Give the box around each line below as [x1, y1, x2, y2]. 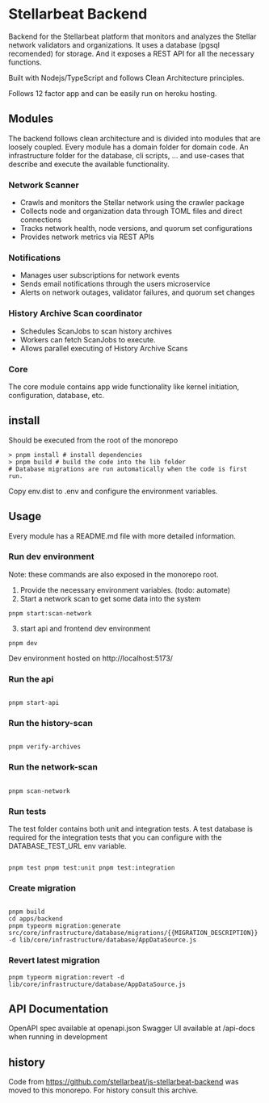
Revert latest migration [8, 954, 100, 966]
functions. [8, 57, 42, 67]
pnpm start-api [8, 699, 60, 707]
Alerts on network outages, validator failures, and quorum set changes [19, 287, 255, 297]
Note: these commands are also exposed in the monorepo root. [8, 569, 219, 579]
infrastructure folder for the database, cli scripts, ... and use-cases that [8, 150, 245, 160]
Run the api [8, 673, 54, 685]
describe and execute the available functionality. [8, 159, 170, 169]
